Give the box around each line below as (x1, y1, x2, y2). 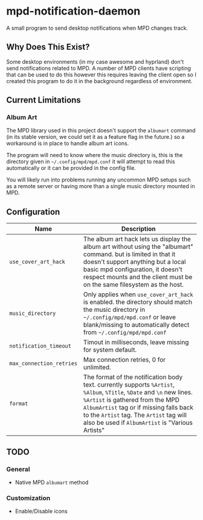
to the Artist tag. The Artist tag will (83, 411, 187, 419)
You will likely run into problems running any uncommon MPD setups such (6, 176, 192, 183)
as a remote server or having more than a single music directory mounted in (6, 183, 195, 190)
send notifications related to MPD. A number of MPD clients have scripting (6, 64, 192, 72)
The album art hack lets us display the (83, 235, 192, 243)
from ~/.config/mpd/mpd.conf (83, 328, 167, 337)
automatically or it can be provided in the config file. (6, 164, 136, 172)
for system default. (83, 346, 137, 354)
